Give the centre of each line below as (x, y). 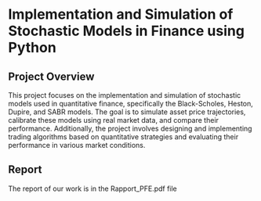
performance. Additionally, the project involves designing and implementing (130, 128)
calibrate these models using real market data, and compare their (114, 120)
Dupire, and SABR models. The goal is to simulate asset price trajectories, (127, 112)
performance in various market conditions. (77, 145)
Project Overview (51, 76)
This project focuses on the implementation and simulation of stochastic (125, 95)
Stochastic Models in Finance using (127, 31)
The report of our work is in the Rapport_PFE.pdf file (93, 188)
